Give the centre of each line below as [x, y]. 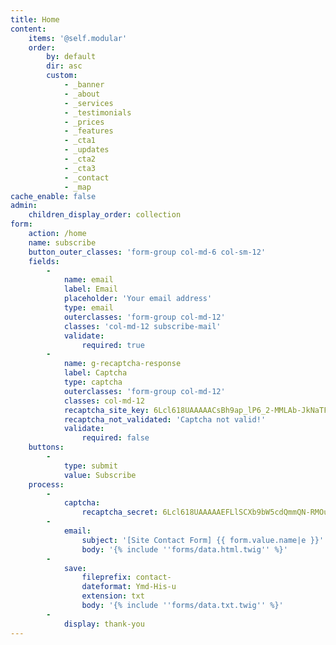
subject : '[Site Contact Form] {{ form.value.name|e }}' [203, 540]
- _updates [86, 150]
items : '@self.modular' [78, 38]
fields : [44, 261]
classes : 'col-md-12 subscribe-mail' [142, 326]
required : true [113, 345]
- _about [82, 94]
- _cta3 [80, 168]
